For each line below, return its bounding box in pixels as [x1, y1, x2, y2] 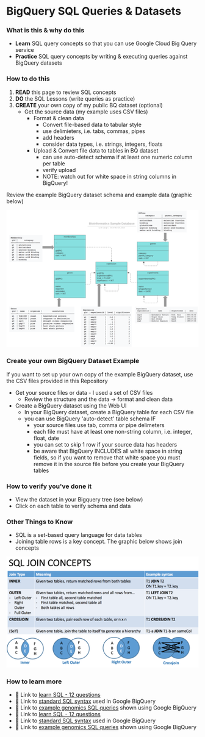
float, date [33, 434, 59, 442]
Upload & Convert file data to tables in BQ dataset [33, 146, 159, 154]
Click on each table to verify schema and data [15, 502, 131, 509]
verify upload [42, 166, 76, 173]
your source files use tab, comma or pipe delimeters [33, 421, 165, 428]
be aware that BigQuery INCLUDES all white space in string [33, 447, 183, 455]
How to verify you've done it [6, 482, 92, 491]
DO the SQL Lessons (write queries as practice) [15, 95, 135, 102]
